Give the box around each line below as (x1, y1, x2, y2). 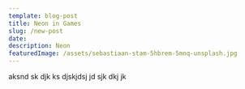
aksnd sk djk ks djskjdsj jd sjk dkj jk (8, 72, 127, 81)
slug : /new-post (8, 27, 63, 35)
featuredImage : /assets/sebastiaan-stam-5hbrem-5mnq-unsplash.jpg (8, 49, 238, 57)
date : (8, 34, 27, 43)
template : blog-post (8, 11, 79, 20)
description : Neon (8, 42, 71, 50)
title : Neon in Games (8, 19, 82, 28)
